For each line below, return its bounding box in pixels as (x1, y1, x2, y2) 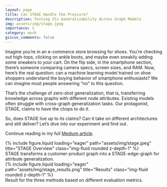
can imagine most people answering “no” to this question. (5, 80, 124, 86)
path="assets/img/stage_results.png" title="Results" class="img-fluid (5, 166, 148, 172)
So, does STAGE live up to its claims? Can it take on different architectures (5, 115, 158, 121)
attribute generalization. (5, 156, 54, 162)
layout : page (5, 7, 32, 12)
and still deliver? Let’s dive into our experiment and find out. (5, 120, 128, 127)
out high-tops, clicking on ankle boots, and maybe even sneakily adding (5, 54, 153, 60)
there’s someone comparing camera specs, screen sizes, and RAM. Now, (5, 64, 156, 70)
